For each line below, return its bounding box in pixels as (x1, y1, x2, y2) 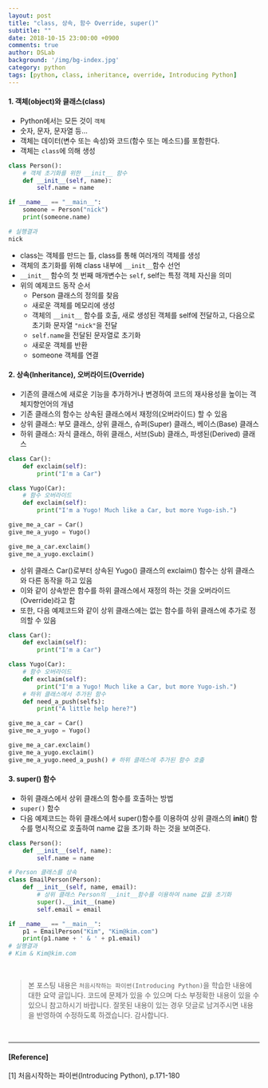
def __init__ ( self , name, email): (22, 883, 137, 892)
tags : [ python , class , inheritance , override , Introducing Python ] (8, 71, 238, 79)
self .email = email (37, 905, 102, 913)
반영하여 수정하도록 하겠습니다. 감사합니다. (36, 1011, 169, 1020)
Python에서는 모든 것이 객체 (19, 116, 106, 125)
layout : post (8, 11, 52, 20)
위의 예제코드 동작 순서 (19, 280, 91, 290)
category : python (8, 64, 66, 72)
